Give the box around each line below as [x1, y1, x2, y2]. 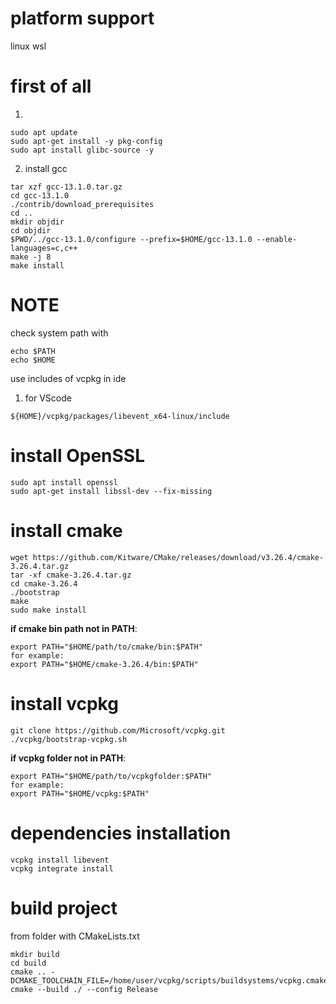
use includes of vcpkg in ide [10, 372, 127, 384]
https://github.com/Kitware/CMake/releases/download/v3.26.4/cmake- [32, 552, 325, 562]
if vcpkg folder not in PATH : [10, 752, 127, 764]
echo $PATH [10, 346, 56, 356]
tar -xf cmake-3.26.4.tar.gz [10, 570, 132, 580]
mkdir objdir [10, 217, 65, 227]
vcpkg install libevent [10, 855, 110, 865]
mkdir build [10, 949, 60, 959]
